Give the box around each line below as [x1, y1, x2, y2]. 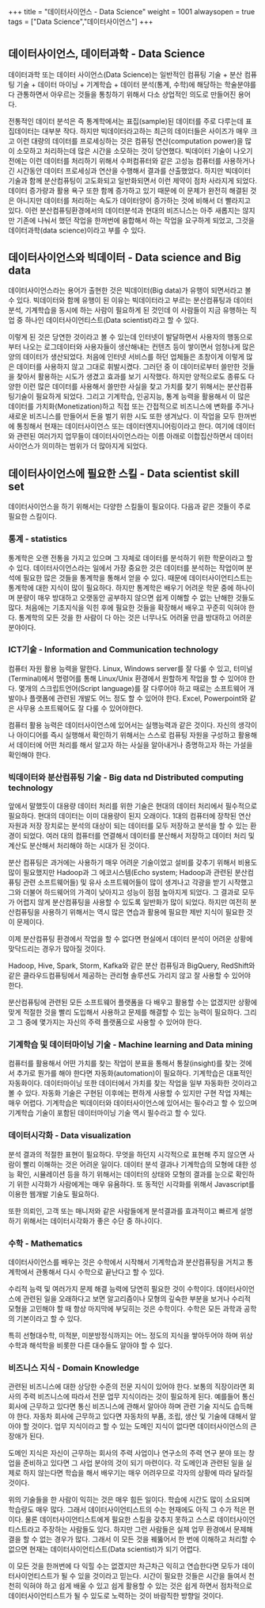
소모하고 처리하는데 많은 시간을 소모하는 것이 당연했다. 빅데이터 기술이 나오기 [16, 146, 253, 155]
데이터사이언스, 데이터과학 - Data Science [8, 47, 206, 61]
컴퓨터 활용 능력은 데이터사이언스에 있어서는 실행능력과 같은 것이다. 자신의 [8, 720, 237, 730]
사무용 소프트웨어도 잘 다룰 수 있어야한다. [16, 703, 144, 712]
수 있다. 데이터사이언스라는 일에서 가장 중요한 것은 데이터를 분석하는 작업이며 [8, 562, 245, 573]
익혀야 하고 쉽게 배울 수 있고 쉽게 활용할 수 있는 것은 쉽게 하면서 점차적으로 [22, 1581, 253, 1591]
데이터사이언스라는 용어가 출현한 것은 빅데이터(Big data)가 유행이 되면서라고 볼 [8, 286, 252, 295]
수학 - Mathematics [8, 1238, 83, 1249]
